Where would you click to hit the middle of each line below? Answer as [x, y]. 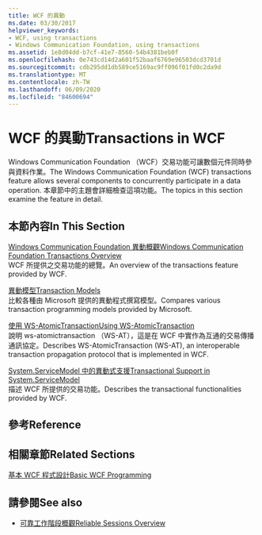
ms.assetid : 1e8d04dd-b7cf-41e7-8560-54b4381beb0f [93, 52]
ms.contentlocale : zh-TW [49, 82]
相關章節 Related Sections [72, 454]
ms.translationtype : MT [47, 75]
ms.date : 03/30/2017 [42, 23]
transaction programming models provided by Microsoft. [100, 309]
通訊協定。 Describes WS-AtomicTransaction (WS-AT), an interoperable [124, 345]
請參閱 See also [46, 502]
